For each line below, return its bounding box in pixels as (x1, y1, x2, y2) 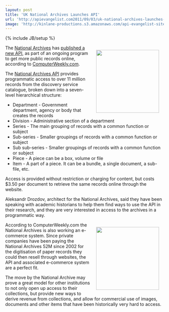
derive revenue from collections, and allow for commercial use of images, (5, 296, 157, 302)
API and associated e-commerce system (5, 260, 90, 266)
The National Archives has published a (5, 45, 85, 51)
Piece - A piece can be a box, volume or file (12, 155, 104, 162)
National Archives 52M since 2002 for (5, 244, 84, 250)
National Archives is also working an (5, 227, 80, 233)
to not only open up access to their (5, 285, 78, 291)
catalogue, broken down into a (5, 87, 68, 93)
